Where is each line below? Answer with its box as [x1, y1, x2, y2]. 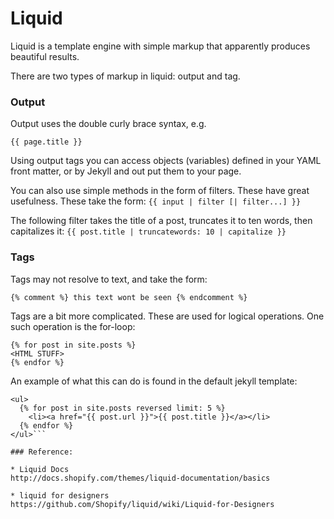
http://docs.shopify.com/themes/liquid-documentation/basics [10, 473, 271, 483]
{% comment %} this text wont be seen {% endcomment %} [10, 292, 248, 302]
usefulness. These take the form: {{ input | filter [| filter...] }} [10, 195, 302, 207]
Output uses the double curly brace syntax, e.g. [10, 118, 207, 130]
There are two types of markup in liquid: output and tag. [10, 70, 241, 82]
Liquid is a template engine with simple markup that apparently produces [10, 40, 311, 52]
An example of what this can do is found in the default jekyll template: [10, 375, 298, 387]
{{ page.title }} [10, 137, 83, 147]
